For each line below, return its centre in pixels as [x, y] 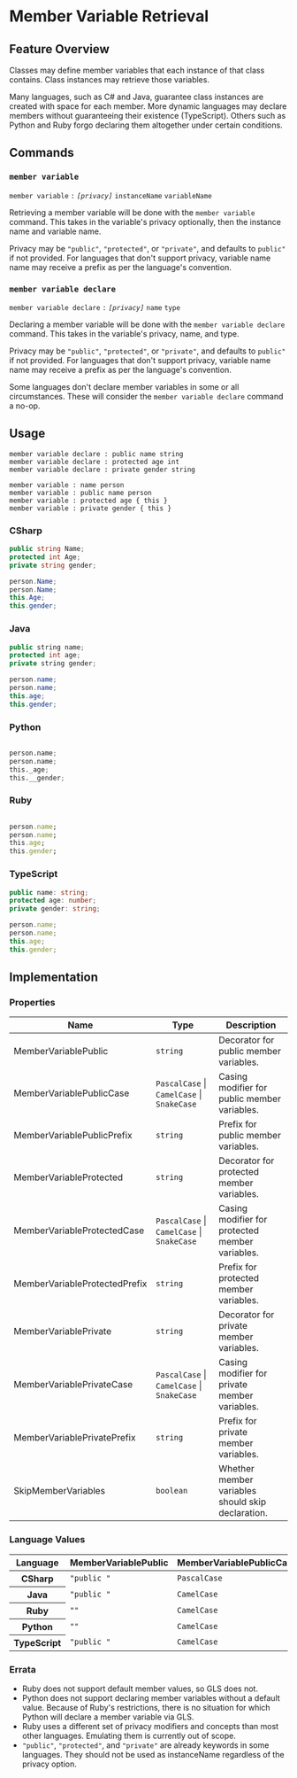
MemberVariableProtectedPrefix [80, 1284]
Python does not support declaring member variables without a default [151, 1697]
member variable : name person [67, 485]
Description [251, 1025]
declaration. [243, 1513]
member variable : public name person [80, 493]
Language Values [47, 1540]
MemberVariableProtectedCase [79, 1231]
